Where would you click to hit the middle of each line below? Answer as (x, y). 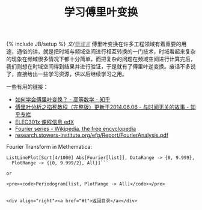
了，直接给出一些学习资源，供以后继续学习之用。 (67, 74)
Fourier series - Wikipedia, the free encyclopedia (75, 129)
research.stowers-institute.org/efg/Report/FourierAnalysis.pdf (92, 135)
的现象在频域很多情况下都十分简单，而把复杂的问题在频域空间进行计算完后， (101, 59)
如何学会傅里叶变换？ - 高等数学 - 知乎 (63, 100)
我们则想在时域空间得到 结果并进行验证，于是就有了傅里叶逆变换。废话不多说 (101, 67)
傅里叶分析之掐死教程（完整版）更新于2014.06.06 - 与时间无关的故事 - (102, 107)
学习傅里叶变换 (101, 12)
